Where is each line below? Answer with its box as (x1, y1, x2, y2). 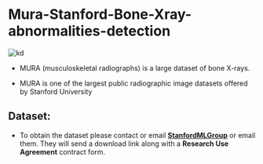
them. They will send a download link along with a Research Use (19, 139, 229, 148)
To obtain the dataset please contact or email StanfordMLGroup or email (19, 130, 256, 140)
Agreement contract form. (19, 147, 106, 156)
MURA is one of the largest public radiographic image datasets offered (19, 78, 249, 88)
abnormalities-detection (8, 22, 171, 40)
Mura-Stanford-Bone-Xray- (8, 5, 192, 24)
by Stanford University (19, 86, 93, 96)
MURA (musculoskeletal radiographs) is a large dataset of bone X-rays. (19, 63, 250, 72)
